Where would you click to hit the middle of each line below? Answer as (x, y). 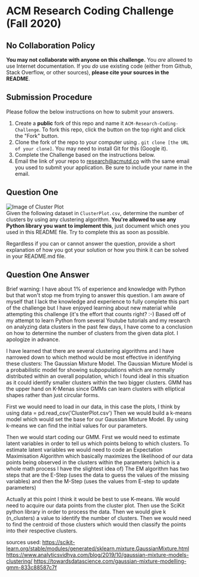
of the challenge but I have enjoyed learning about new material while (91, 308)
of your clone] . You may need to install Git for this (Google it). (91, 148)
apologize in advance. (33, 339)
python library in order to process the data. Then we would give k (86, 512)
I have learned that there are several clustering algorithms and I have (90, 351)
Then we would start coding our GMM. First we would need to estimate (93, 437)
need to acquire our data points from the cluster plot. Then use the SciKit (96, 506)
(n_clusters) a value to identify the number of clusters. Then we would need (99, 518)
